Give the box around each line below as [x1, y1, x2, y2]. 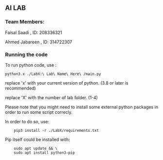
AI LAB [5, 4, 26, 12]
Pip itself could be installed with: [5, 136, 70, 142]
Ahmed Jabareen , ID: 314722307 [5, 39, 72, 45]
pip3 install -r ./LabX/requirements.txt [14, 128, 99, 133]
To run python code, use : [5, 62, 57, 68]
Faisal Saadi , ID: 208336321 [5, 29, 62, 36]
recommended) [5, 85, 36, 91]
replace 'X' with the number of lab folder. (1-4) [5, 94, 98, 100]
